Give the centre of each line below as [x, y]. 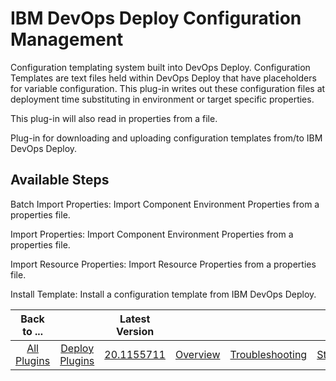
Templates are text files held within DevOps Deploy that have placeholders [163, 78]
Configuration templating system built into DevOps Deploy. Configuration [160, 67]
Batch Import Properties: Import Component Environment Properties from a [165, 204]
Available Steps [60, 180]
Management [67, 39]
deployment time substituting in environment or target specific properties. [162, 99]
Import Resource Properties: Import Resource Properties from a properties [163, 264]
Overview [197, 354]
